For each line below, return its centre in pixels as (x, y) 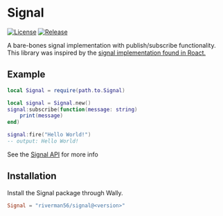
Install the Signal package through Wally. (65, 192)
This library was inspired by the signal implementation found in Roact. (107, 53)
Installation (32, 176)
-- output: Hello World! (43, 141)
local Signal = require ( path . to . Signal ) (66, 90)
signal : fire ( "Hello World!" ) (49, 135)
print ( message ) (42, 116)
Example (26, 74)
